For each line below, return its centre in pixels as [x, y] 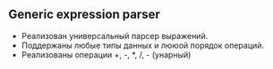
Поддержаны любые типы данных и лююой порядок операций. [143, 45]
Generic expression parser [84, 15]
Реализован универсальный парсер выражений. [115, 35]
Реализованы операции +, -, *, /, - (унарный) [106, 54]
